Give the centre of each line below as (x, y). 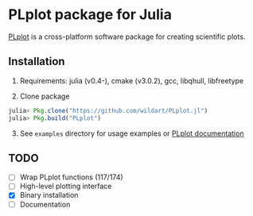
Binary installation (49, 195)
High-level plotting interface (66, 186)
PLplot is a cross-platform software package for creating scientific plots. (127, 37)
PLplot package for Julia (90, 15)
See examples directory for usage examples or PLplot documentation (132, 133)
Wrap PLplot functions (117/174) (71, 177)
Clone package (45, 96)
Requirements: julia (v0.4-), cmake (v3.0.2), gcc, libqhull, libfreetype (132, 80)
